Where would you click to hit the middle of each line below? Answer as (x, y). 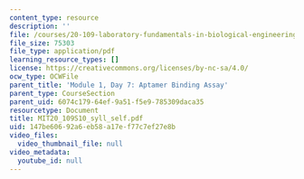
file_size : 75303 (42, 43)
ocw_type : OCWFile (44, 77)
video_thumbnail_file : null (71, 144)
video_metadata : (40, 152)
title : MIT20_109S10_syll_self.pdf (76, 118)
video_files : (34, 136)
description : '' (40, 26)
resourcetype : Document (54, 110)
